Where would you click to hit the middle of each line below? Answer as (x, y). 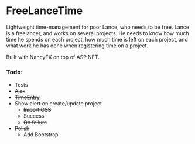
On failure (35, 122)
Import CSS (37, 110)
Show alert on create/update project (58, 104)
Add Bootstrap (41, 135)
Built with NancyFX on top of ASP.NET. (53, 57)
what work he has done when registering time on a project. (77, 46)
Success (34, 116)
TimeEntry (27, 97)
